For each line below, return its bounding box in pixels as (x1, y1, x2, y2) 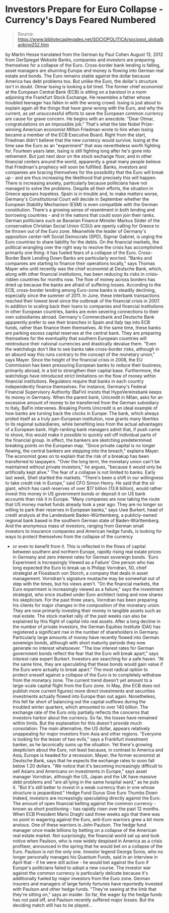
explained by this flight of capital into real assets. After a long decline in (12, 618, 161, 624)
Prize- (141, 121, 154, 127)
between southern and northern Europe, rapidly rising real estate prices (12, 549, 161, 555)
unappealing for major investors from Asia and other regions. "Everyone (12, 731, 162, 737)
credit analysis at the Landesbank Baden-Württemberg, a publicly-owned (5, 512, 157, 518)
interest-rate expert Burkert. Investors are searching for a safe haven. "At (12, 655, 164, 661)
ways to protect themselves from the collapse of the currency (5, 533, 133, 539)
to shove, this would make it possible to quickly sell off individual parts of (5, 432, 157, 438)
